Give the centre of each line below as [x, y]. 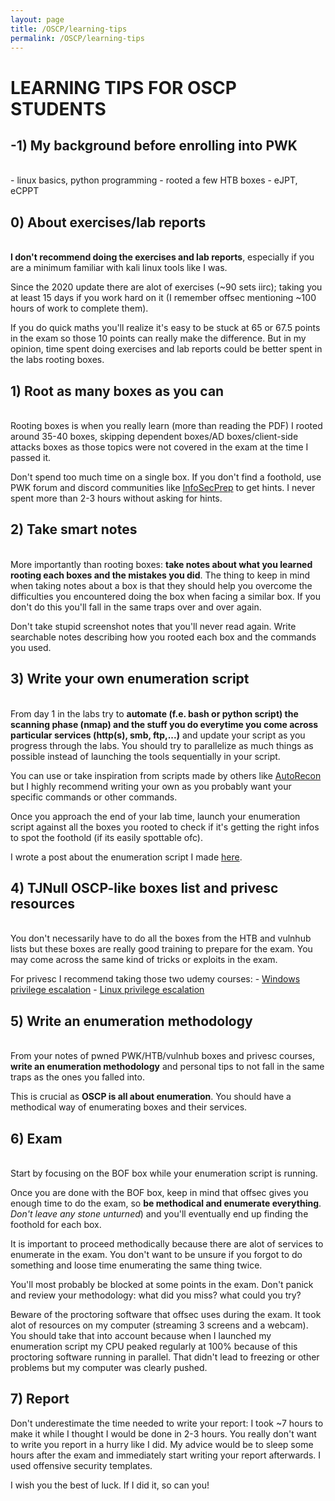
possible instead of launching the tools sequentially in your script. [145, 756]
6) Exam [36, 1138]
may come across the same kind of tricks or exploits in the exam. [144, 960]
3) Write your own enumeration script [130, 679]
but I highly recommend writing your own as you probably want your [151, 786]
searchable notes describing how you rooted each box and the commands [163, 637]
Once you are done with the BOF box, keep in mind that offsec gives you [159, 1193]
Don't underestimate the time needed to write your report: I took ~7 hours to [167, 1423]
